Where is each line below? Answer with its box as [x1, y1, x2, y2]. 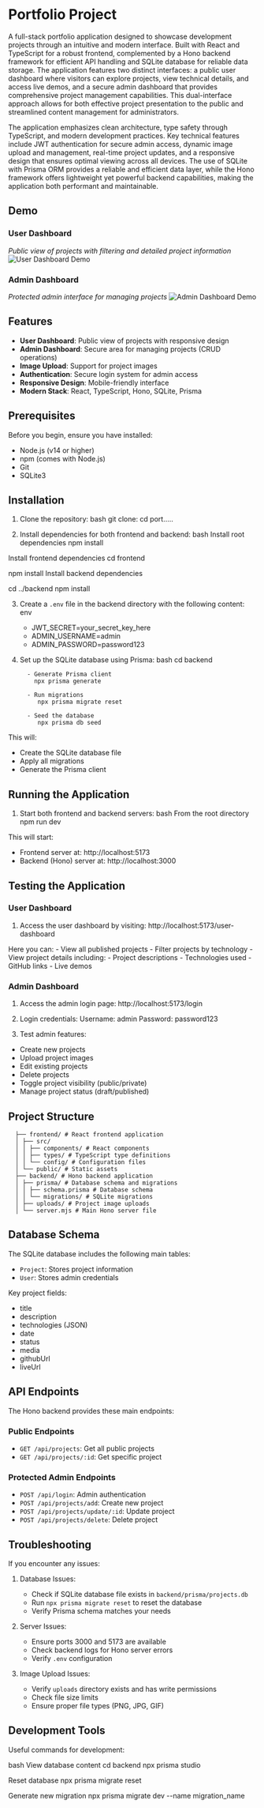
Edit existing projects [19, 1061, 88, 1072]
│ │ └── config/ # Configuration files [15, 1158, 147, 1166]
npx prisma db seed [37, 719, 102, 727]
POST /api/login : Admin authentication [19, 1490, 147, 1499]
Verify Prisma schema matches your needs [31, 1606, 171, 1615]
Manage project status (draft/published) [19, 1087, 150, 1096]
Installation [8, 493, 65, 507]
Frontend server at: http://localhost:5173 [19, 848, 151, 857]
